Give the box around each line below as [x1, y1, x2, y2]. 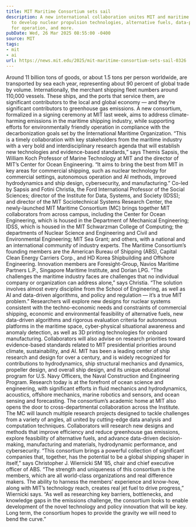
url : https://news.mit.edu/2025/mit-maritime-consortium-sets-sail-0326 [6, 57, 187, 63]
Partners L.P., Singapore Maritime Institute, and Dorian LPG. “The [6, 266, 163, 273]
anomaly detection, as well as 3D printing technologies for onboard [6, 328, 167, 336]
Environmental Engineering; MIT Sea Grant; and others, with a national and [6, 235, 185, 242]
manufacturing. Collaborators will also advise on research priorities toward [6, 335, 185, 342]
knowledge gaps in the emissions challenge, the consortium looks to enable [6, 497, 188, 504]
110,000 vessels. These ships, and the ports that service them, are [6, 92, 165, 100]
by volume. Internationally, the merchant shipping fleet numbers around [6, 86, 178, 93]
